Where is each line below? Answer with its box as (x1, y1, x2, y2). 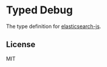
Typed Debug (6, 3, 73, 17)
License (6, 40, 36, 50)
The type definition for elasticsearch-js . (6, 23, 101, 30)
